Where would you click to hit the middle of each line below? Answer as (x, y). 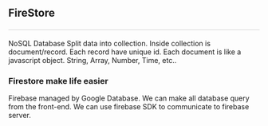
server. (20, 116)
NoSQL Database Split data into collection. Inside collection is (110, 43)
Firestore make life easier (59, 81)
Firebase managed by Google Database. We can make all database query (129, 98)
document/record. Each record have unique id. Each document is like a (125, 52)
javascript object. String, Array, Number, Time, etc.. (93, 60)
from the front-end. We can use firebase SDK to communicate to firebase (129, 107)
